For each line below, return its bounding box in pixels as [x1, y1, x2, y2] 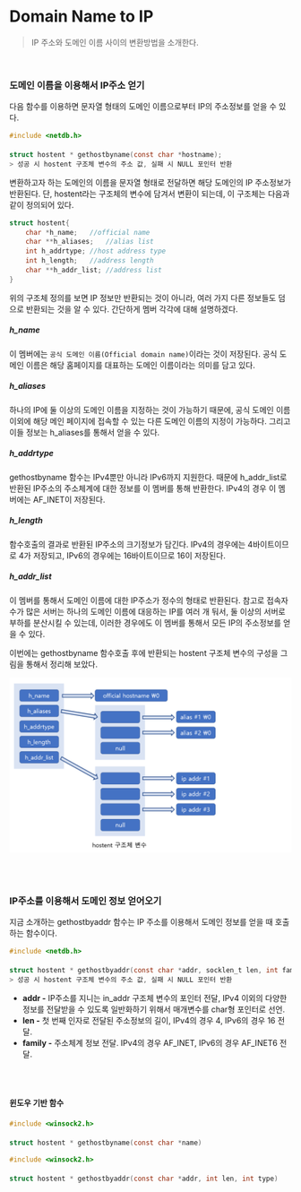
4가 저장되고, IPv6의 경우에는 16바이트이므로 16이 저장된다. [18, 549, 227, 561]
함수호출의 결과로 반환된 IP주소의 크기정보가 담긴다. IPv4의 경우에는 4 [9, 539, 254, 549]
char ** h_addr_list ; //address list [25, 266, 163, 275]
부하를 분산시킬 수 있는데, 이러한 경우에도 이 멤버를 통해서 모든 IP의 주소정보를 [9, 617, 282, 628]
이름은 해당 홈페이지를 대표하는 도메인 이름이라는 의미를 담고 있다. [25, 359, 255, 370]
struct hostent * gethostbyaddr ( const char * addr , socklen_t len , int [9, 965, 279, 974]
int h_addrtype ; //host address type [25, 246, 167, 256]
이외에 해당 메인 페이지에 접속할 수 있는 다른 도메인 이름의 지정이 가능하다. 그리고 [9, 415, 291, 427]
